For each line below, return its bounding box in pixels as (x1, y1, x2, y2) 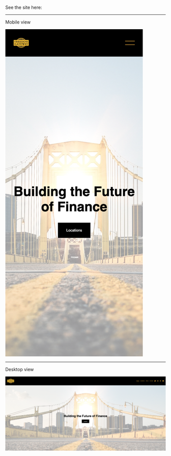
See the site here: (5, 5, 42, 10)
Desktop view (5, 367, 34, 372)
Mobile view (5, 19, 31, 25)
